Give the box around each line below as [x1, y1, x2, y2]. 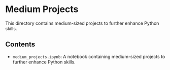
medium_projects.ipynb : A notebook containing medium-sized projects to [12, 53, 165, 59]
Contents [5, 40, 36, 49]
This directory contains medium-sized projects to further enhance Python [5, 20, 159, 26]
